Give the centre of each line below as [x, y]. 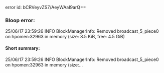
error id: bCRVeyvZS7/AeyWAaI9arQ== [46, 7]
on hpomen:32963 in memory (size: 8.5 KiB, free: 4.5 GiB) [65, 37]
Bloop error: [20, 20]
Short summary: [23, 48]
